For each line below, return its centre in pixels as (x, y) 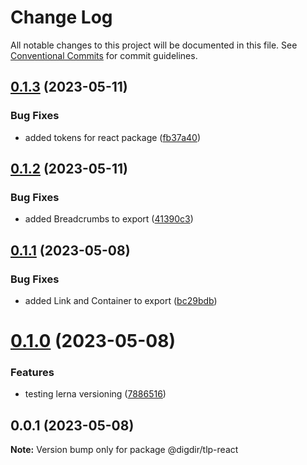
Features (32, 373)
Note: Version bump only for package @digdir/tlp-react (124, 450)
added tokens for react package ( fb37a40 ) (112, 137)
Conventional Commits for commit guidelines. (104, 55)
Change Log (61, 17)
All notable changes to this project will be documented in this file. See (154, 45)
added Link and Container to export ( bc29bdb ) (121, 300)
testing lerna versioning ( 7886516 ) (95, 394)
